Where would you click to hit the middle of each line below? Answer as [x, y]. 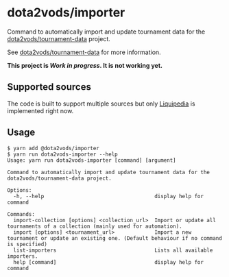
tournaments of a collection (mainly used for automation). [95, 226]
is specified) [27, 244]
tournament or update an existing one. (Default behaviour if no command [115, 238]
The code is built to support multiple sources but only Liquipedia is [101, 104]
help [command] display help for [109, 262]
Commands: [21, 214]
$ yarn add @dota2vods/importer [53, 148]
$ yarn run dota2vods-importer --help [62, 154]
